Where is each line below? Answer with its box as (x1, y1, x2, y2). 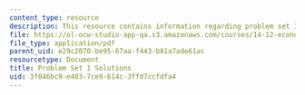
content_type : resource (9, 13, 100, 23)
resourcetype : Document (9, 55, 100, 64)
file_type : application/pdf (9, 38, 116, 48)
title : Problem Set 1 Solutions (9, 64, 132, 73)
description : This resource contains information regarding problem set (9, 22, 290, 31)
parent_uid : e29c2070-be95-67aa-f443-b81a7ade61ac (9, 47, 205, 56)
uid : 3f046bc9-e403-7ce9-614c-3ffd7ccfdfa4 (9, 72, 177, 81)
